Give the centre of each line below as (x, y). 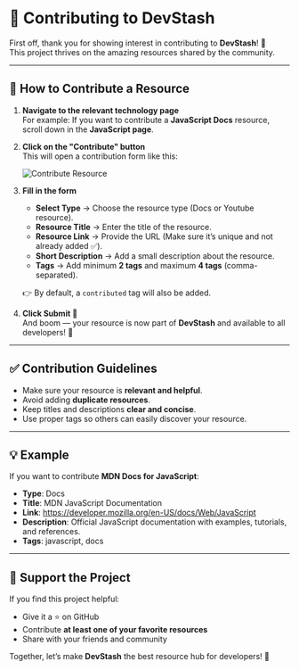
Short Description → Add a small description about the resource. (155, 256)
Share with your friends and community (94, 639)
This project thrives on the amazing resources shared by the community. (142, 52)
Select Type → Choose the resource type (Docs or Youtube (145, 208)
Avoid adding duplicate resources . (86, 400)
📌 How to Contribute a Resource (99, 89)
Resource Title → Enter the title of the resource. (123, 227)
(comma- (241, 265)
